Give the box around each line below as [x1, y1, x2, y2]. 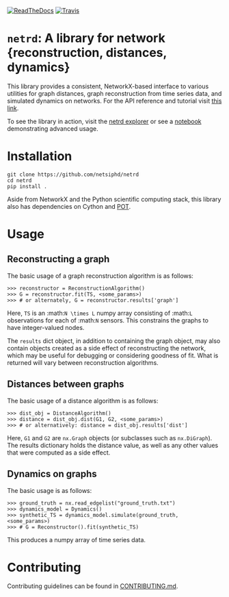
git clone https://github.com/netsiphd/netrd [7, 171, 139, 178]
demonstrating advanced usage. [7, 124, 98, 133]
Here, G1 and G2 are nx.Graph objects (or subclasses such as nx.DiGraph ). [7, 433, 213, 442]
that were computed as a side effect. [7, 448, 111, 457]
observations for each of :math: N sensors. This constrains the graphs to [7, 316, 208, 325]
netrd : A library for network [7, 31, 165, 46]
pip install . [7, 183, 48, 190]
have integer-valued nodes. [7, 323, 85, 331]
